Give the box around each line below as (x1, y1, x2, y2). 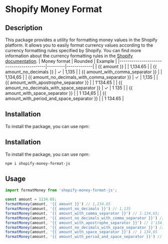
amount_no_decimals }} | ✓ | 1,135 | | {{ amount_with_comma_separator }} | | (5, 69, 162, 75)
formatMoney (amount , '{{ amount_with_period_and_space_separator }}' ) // (5, 234, 162, 239)
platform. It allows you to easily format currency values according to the (5, 42, 153, 48)
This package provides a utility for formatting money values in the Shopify (5, 37, 157, 43)
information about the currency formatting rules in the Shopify (5, 53, 133, 59)
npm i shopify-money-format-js (5, 161, 70, 166)
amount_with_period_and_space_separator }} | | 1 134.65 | (5, 95, 124, 101)
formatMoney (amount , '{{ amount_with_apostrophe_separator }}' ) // (5, 220, 149, 225)
